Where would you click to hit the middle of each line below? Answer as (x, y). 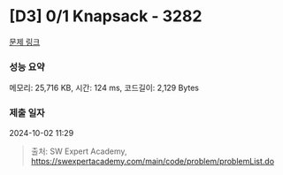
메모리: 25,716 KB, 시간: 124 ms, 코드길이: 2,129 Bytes (104, 88)
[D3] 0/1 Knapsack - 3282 (106, 16)
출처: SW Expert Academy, (79, 151)
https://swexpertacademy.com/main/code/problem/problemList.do (153, 161)
